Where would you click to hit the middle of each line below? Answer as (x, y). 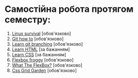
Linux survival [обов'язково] (41, 33)
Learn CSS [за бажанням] (39, 54)
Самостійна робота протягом (69, 9)
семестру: (28, 20)
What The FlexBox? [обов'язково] (47, 65)
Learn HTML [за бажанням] (41, 49)
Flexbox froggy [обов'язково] (43, 60)
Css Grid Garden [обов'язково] (44, 70)
